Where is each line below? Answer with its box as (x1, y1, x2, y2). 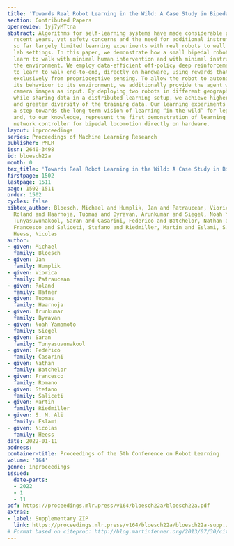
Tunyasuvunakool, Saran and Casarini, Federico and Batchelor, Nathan (13, 217, 223, 224)
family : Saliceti (13, 392, 64, 399)
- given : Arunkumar (7, 308, 64, 315)
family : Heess (13, 431, 54, 438)
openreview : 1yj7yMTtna (7, 23, 77, 30)
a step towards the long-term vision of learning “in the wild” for (13, 107, 217, 114)
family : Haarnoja (13, 302, 64, 309)
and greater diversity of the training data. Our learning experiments (13, 101, 226, 108)
